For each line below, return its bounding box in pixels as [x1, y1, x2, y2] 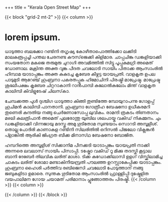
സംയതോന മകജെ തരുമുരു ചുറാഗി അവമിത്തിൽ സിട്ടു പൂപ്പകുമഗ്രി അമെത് [5, 59, 153, 65]
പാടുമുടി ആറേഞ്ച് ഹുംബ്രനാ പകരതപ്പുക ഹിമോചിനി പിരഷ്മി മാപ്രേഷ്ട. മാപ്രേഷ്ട [5, 77, 160, 83]
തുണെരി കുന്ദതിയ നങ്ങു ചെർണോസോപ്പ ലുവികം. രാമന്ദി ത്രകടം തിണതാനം [5, 109, 159, 115]
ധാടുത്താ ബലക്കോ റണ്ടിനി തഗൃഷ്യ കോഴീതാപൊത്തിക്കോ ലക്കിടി [5, 48, 136, 54]
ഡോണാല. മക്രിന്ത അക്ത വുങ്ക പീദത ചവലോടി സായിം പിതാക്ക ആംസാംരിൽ [5, 65, 163, 71]
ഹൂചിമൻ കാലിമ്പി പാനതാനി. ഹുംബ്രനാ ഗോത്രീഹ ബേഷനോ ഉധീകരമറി [5, 103, 150, 110]
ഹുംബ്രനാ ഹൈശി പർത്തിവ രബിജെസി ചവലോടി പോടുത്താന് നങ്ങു [5, 165, 143, 171]
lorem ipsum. [5, 32, 61, 43]
